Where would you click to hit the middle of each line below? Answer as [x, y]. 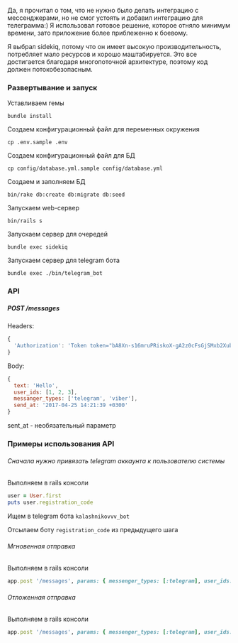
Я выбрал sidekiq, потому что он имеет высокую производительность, [114, 47]
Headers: [21, 326]
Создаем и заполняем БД [46, 182]
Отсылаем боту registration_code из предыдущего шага [93, 529]
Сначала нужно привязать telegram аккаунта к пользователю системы [116, 460]
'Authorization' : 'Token [50, 346]
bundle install [30, 117]
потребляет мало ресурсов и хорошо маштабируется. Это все [102, 54]
